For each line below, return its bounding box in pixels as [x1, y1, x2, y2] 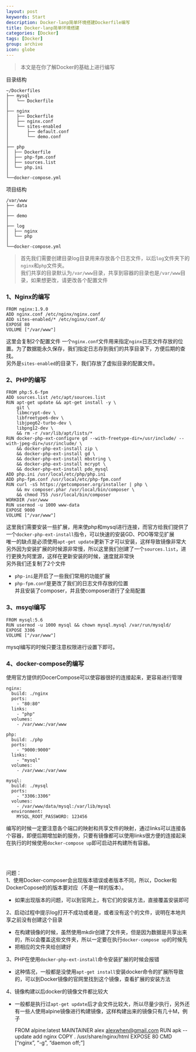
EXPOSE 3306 [6, 627, 35, 633]
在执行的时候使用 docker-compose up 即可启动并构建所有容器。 [6, 839, 153, 846]
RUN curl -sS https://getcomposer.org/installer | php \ [6, 481, 148, 488]
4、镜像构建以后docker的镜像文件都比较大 [6, 988, 108, 995]
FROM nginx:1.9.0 [6, 306, 49, 312]
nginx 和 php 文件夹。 [20, 262, 68, 269]
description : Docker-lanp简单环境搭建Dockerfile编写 [6, 19, 130, 25]
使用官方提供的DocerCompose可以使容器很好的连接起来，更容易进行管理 [6, 674, 183, 681]
